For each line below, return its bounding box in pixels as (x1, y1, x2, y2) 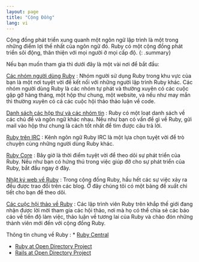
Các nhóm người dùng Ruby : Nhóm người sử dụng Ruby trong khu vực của (6, 73, 192, 80)
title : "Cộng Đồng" (6, 14, 55, 20)
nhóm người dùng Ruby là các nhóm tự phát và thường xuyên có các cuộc (6, 85, 189, 92)
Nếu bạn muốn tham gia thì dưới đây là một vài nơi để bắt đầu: (6, 61, 160, 68)
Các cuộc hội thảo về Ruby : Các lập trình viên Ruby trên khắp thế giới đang (6, 200, 193, 207)
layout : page (6, 8, 39, 15)
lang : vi (6, 20, 28, 26)
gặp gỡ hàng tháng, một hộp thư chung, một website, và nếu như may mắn (6, 91, 191, 99)
